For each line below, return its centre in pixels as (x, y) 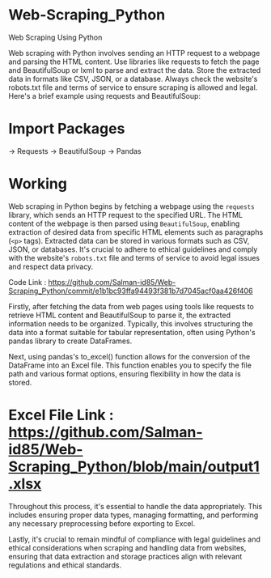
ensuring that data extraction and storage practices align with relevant (125, 556)
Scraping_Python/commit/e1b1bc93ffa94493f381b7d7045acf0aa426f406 (131, 291)
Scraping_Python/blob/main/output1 (134, 466)
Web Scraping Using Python (55, 37)
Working (38, 184)
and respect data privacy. (51, 266)
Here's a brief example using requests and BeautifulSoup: (104, 96)
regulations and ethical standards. (65, 565)
